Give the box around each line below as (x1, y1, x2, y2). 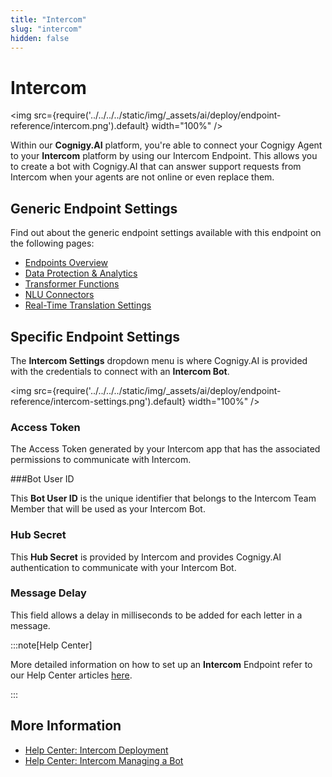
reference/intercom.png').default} (10, 120, 150, 132)
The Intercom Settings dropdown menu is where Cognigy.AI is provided (10, 354, 308, 366)
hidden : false (10, 33, 70, 43)
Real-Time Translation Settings (24, 299, 152, 311)
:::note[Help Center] (10, 639, 93, 651)
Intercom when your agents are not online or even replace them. (10, 171, 275, 183)
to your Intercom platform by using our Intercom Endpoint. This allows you (10, 150, 318, 162)
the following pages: (10, 237, 95, 250)
